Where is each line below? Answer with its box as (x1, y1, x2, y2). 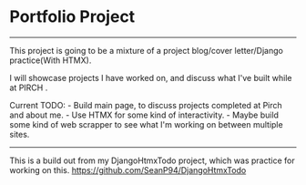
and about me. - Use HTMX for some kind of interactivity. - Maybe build (9, 109, 280, 120)
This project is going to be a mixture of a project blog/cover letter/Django (9, 45, 284, 56)
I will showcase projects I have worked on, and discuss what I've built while (9, 72, 292, 83)
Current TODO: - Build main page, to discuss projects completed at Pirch (9, 99, 282, 110)
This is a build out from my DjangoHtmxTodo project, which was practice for (9, 155, 295, 166)
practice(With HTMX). (9, 55, 92, 66)
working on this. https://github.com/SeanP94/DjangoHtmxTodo (9, 164, 247, 175)
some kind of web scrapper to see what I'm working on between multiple (9, 118, 284, 129)
